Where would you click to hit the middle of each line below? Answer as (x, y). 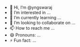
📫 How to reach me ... (32, 28)
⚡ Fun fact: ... (23, 40)
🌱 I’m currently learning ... (35, 18)
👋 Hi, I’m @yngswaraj (31, 7)
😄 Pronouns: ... (25, 35)
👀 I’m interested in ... (30, 12)
